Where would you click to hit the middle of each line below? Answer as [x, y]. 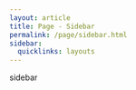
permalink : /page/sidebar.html [68, 35]
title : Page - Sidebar [52, 26]
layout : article [40, 18]
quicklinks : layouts [56, 52]
